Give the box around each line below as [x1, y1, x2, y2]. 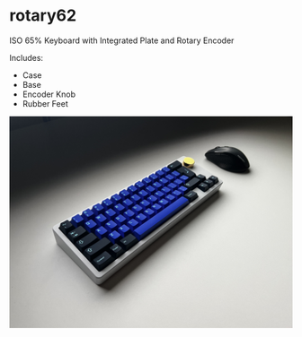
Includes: [9, 52, 43, 63]
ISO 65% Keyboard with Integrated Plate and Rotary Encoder [9, 35, 235, 46]
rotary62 [9, 5, 77, 26]
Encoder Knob [22, 89, 76, 99]
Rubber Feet [22, 98, 69, 108]
